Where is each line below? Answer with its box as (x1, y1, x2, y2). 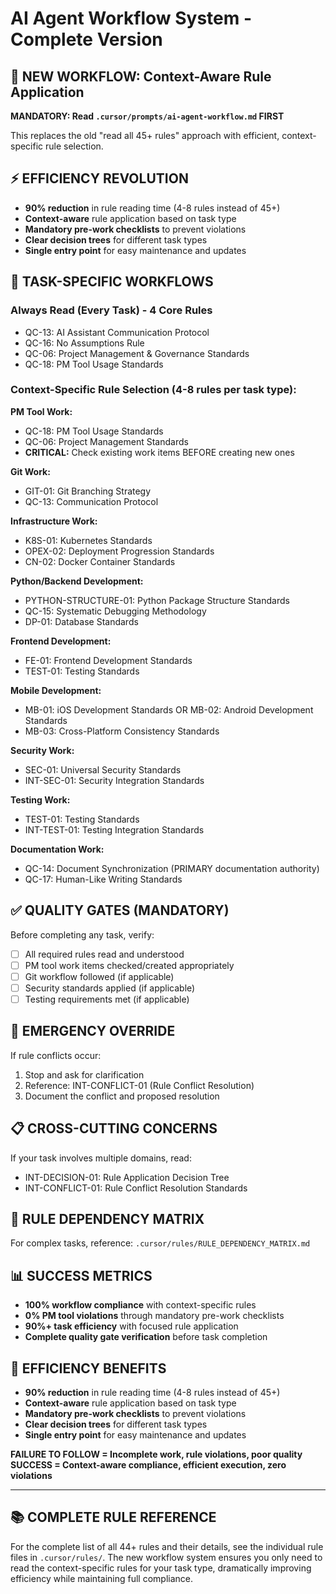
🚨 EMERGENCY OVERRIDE (10, 1023, 176, 1040)
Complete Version (10, 28, 163, 51)
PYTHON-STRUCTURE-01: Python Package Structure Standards (24, 594, 290, 606)
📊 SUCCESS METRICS (10, 1267, 153, 1284)
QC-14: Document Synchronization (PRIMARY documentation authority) (24, 862, 320, 874)
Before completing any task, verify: (10, 928, 155, 941)
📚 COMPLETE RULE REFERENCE (10, 1509, 217, 1526)
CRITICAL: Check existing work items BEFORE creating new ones (24, 446, 295, 458)
